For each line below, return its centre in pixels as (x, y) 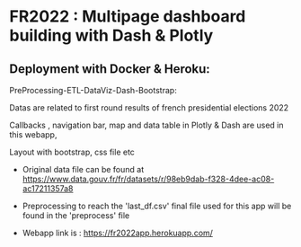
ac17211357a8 (48, 189)
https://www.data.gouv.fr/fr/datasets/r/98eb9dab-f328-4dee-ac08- (148, 179)
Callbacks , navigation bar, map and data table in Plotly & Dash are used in (146, 125)
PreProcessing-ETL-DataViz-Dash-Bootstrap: (93, 90)
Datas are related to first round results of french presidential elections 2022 (149, 108)
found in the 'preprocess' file (76, 216)
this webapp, (33, 135)
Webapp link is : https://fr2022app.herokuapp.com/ (118, 233)
